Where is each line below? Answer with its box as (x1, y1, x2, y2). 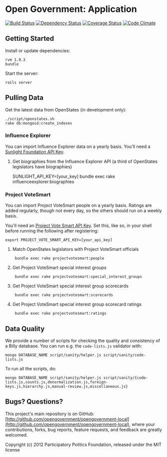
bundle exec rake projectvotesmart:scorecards (14, 293, 113, 298)
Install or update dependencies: (5, 47, 70, 53)
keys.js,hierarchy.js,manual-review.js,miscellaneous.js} (5, 384, 128, 389)
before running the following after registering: (5, 228, 99, 234)
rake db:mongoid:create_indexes (5, 120, 72, 125)
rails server (5, 80, 32, 85)
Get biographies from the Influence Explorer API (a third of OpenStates (12, 158, 158, 164)
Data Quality (5, 325, 45, 333)
